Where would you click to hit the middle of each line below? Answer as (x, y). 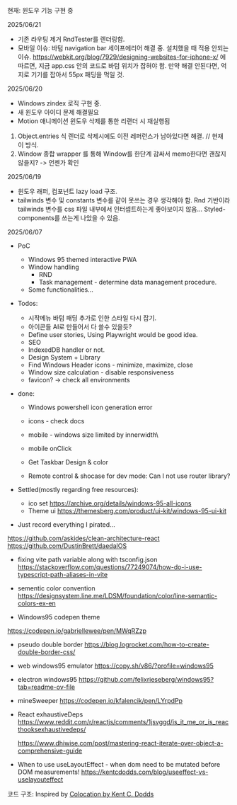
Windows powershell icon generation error (90, 407)
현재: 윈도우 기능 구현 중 (40, 10)
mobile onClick (50, 449)
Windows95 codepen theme (59, 617)
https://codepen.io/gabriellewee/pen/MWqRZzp (77, 631)
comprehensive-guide (50, 750)
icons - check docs (56, 421)
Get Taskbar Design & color (68, 462)
